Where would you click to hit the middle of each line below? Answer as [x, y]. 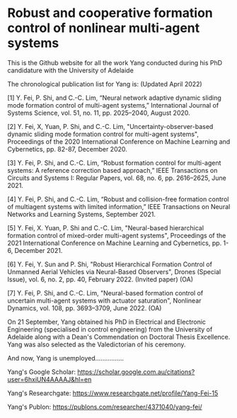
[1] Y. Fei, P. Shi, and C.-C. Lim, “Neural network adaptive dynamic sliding [114, 98]
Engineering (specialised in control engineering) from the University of [110, 329]
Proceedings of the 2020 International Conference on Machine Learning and [119, 141]
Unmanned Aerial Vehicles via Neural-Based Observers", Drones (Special [114, 271]
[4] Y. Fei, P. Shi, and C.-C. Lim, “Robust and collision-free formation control [118, 199]
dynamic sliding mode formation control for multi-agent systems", [103, 134]
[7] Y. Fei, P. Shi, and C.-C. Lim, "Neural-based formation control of [105, 293]
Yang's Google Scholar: [42, 372]
